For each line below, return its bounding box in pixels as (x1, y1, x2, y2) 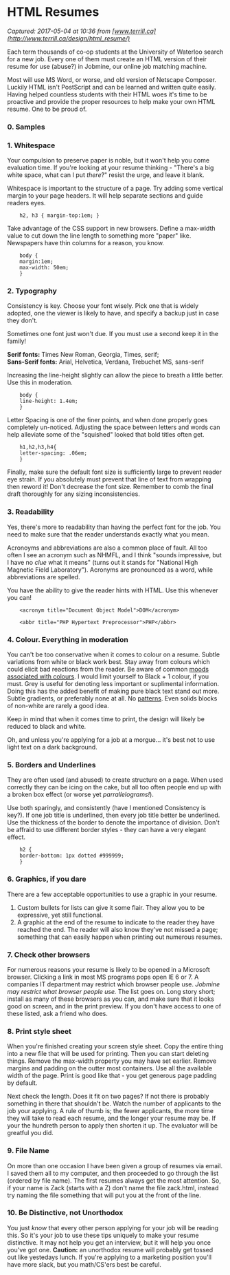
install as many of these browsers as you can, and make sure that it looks (7, 995, 214, 1003)
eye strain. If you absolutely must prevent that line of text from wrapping (7, 475, 211, 484)
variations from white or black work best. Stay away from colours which (7, 658, 211, 666)
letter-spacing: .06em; (19, 450, 88, 457)
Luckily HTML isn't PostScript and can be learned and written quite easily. (7, 83, 216, 91)
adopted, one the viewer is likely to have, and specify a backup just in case (7, 309, 220, 318)
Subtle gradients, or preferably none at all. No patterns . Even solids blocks (7, 694, 218, 703)
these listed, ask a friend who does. (7, 1009, 108, 1017)
